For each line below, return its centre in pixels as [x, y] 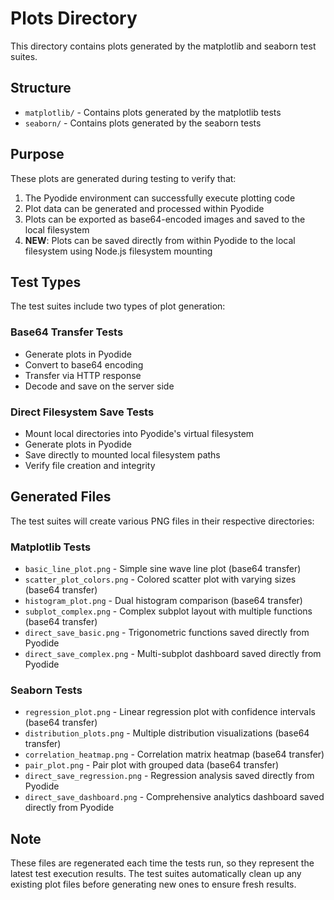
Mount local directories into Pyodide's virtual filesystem [139, 433]
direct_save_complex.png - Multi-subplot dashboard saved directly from [173, 654]
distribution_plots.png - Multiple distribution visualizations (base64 [167, 733]
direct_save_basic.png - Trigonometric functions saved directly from [167, 633]
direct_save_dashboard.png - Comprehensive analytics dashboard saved [174, 797]
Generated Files [61, 497]
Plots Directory [74, 18]
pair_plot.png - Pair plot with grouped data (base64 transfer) [152, 765]
